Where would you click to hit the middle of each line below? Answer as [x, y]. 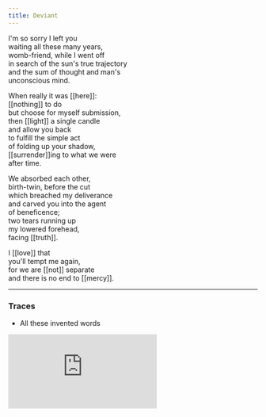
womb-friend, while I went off [57, 55]
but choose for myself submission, [65, 113]
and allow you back [40, 129]
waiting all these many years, [56, 46]
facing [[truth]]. [33, 237]
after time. [25, 163]
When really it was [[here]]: [53, 95]
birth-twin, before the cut [49, 186]
